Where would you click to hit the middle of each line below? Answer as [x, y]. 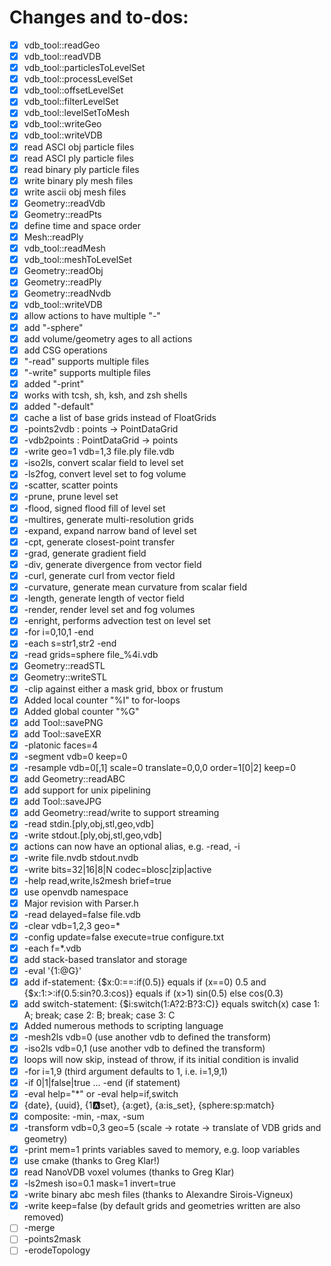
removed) [43, 1217]
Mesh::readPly [53, 237]
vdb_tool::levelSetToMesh [77, 113]
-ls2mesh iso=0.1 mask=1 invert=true [99, 1183]
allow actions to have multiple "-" [92, 316]
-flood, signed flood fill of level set [94, 508]
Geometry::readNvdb [67, 293]
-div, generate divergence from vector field [112, 564]
